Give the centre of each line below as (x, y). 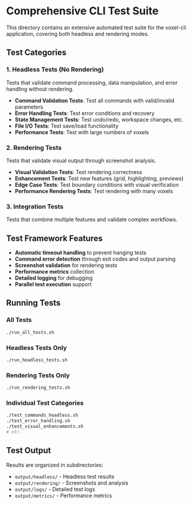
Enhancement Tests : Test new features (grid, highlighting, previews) (99, 178)
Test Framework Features (54, 238)
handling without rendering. (40, 89)
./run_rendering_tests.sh (38, 388)
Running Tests (33, 303)
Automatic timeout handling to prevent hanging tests (81, 253)
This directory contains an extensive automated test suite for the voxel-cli (96, 27)
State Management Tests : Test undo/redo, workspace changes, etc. (99, 119)
